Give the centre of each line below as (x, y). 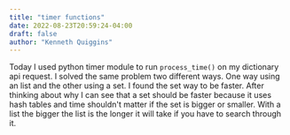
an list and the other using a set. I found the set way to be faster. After (137, 86)
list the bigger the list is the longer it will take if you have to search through (145, 114)
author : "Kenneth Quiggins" (61, 42)
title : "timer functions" (57, 17)
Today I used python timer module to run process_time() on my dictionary (144, 67)
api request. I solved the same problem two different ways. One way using (145, 77)
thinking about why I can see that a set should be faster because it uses (141, 95)
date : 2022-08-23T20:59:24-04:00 (71, 26)
